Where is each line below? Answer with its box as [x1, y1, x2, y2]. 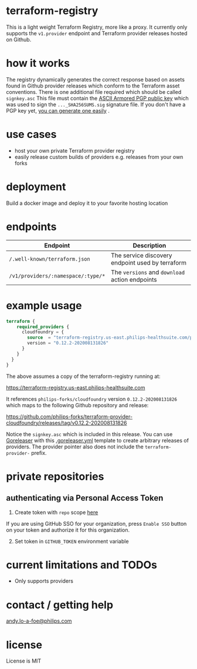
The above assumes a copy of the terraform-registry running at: [6, 373, 161, 380]
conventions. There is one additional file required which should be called [6, 88, 182, 95]
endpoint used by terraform [110, 258, 186, 266]
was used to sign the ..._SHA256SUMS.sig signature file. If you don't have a [6, 101, 186, 108]
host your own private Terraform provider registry [14, 147, 135, 154]
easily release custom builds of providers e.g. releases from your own [14, 153, 184, 160]
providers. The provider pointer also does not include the [6, 443, 144, 450]
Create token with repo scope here [14, 509, 98, 516]
